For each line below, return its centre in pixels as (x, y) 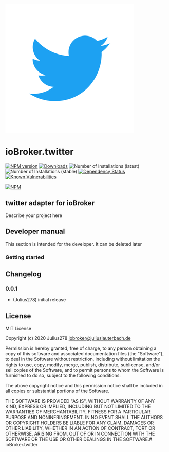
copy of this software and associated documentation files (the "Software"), (85, 353)
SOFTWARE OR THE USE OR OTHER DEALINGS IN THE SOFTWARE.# (79, 439)
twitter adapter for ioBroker (50, 203)
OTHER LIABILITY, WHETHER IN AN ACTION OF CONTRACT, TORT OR (80, 428)
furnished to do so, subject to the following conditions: (63, 375)
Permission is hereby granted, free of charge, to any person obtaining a (81, 348)
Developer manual (35, 232)
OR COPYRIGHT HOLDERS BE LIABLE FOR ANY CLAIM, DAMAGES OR (80, 423)
